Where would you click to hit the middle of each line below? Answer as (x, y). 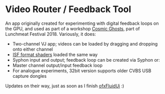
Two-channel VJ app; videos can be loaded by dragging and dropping (85, 43)
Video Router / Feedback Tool (68, 9)
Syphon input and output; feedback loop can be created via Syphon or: (86, 60)
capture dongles (29, 76)
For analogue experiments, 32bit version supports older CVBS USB (82, 70)
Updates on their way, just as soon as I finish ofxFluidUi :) (65, 86)
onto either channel (33, 49)
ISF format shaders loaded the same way (55, 55)
